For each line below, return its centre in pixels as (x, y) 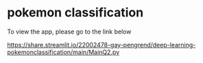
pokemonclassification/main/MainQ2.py (63, 52)
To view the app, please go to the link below (69, 32)
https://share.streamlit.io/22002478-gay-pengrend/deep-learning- (101, 45)
